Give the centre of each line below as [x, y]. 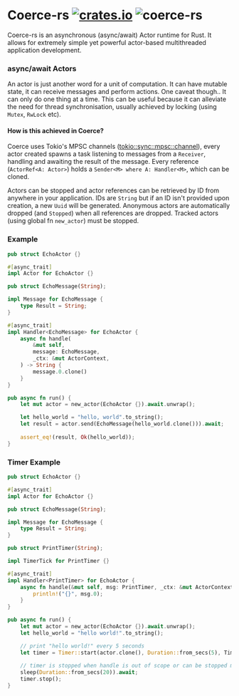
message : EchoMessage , [67, 352]
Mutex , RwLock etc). [34, 115]
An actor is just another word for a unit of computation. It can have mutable [117, 84]
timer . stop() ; [41, 679]
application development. [44, 50]
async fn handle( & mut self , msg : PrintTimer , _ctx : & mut [106, 587]
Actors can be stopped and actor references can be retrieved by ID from [113, 191]
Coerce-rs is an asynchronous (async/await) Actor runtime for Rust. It [110, 35]
